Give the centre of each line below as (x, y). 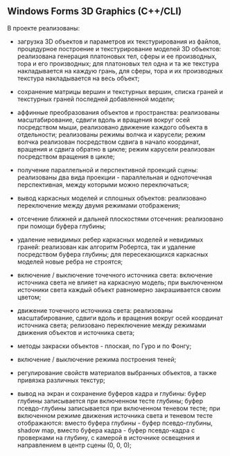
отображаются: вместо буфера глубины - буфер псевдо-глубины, (115, 423)
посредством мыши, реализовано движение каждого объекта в (112, 127)
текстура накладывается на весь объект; (78, 78)
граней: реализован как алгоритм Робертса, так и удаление (106, 247)
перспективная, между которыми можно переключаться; (103, 184)
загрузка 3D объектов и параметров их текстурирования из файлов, (119, 42)
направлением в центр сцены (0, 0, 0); (74, 445)
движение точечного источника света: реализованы (95, 310)
